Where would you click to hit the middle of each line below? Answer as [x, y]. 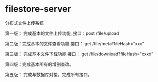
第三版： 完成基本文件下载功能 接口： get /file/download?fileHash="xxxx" [79, 54]
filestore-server [38, 9]
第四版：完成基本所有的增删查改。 [39, 64]
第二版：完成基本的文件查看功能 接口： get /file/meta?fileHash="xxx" [75, 43]
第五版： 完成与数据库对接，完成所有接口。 [48, 74]
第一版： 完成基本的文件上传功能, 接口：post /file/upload [62, 33]
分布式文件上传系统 [24, 23]
